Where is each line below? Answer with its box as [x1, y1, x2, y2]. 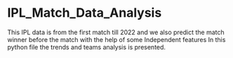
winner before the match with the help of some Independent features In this [7, 35, 226, 43]
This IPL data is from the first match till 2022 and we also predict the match [7, 28, 225, 36]
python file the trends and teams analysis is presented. [7, 43, 166, 51]
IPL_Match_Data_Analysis [7, 5, 162, 21]
